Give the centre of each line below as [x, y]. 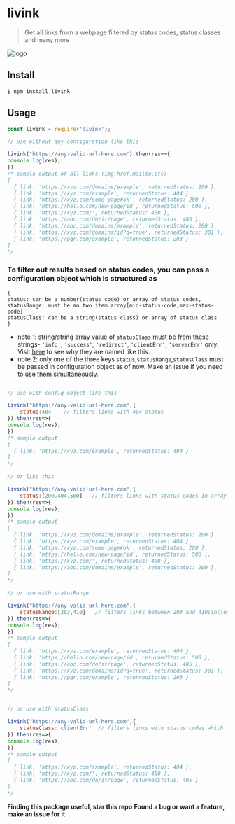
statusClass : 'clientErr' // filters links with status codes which [122, 728]
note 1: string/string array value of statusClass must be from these [113, 337]
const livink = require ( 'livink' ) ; [59, 129]
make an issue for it [36, 814]
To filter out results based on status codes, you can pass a [108, 270]
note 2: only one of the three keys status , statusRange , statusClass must [120, 359]
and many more [47, 39]
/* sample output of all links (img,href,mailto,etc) [87, 174]
